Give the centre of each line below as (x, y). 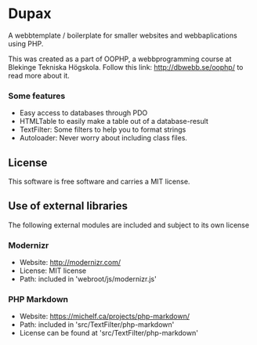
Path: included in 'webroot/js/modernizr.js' (88, 279)
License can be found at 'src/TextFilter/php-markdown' (109, 333)
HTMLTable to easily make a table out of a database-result (114, 122)
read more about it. (39, 75)
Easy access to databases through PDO (83, 113)
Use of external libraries (68, 206)
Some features (37, 96)
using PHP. (26, 43)
